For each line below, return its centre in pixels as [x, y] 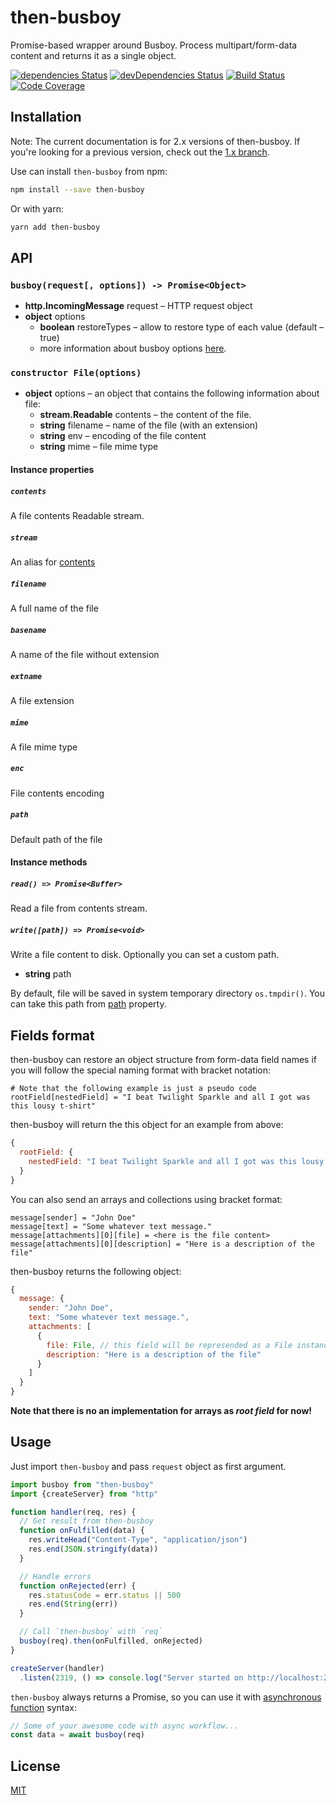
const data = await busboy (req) [77, 1735]
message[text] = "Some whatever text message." [111, 1226]
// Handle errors [55, 1576]
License [35, 1766]
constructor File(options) [76, 373]
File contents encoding [57, 793]
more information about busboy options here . [133, 348]
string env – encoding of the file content [123, 436]
